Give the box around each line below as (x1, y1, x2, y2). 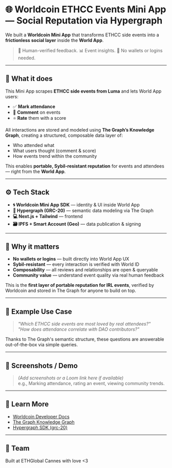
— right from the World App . (5, 168, 66, 175)
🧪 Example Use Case (5, 307, 73, 316)
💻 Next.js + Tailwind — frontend (12, 213, 83, 219)
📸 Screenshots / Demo (5, 361, 78, 370)
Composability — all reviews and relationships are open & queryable (12, 267, 158, 273)
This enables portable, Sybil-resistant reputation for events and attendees (5, 163, 165, 169)
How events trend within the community (12, 153, 97, 159)
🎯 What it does (5, 74, 53, 83)
